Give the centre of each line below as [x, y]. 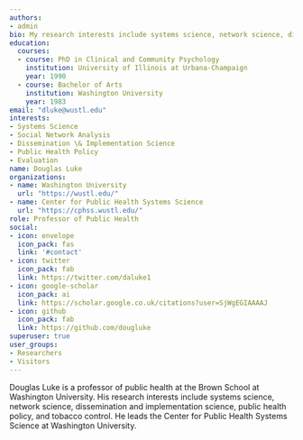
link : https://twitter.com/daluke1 [84, 278]
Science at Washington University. [73, 426]
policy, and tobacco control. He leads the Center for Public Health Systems [148, 416]
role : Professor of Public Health [74, 219]
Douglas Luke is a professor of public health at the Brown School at [134, 387]
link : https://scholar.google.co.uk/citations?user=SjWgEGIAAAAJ [143, 303]
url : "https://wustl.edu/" [68, 194]
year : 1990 [46, 77]
